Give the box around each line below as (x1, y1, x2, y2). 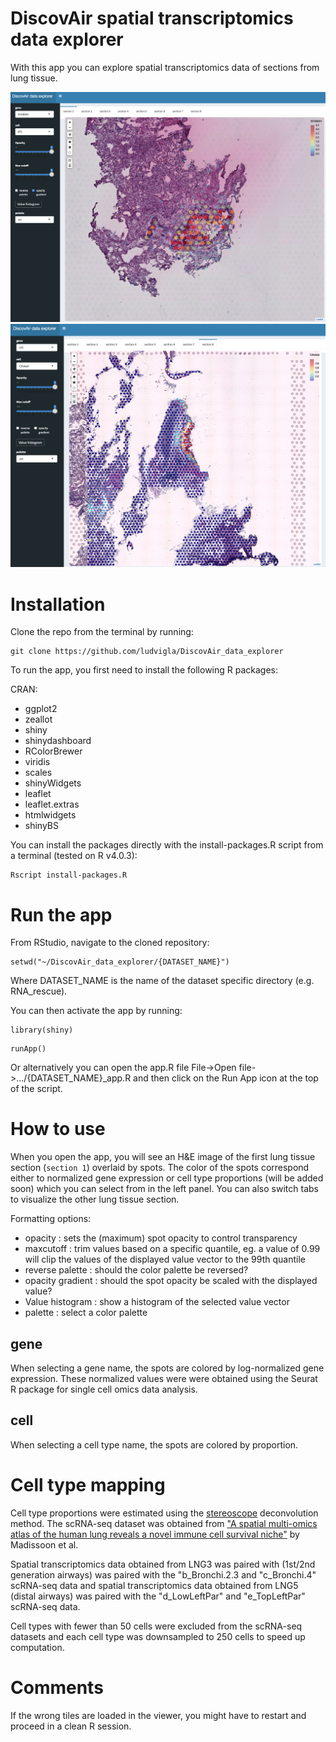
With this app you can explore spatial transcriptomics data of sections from (10, 61, 320, 73)
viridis (24, 756, 51, 768)
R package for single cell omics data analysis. (10, 1383, 198, 1396)
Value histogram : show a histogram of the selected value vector (24, 1296, 290, 1308)
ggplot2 (24, 703, 58, 715)
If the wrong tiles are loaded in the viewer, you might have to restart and (10, 1709, 307, 1721)
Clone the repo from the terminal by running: (10, 626, 194, 638)
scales (24, 767, 53, 779)
